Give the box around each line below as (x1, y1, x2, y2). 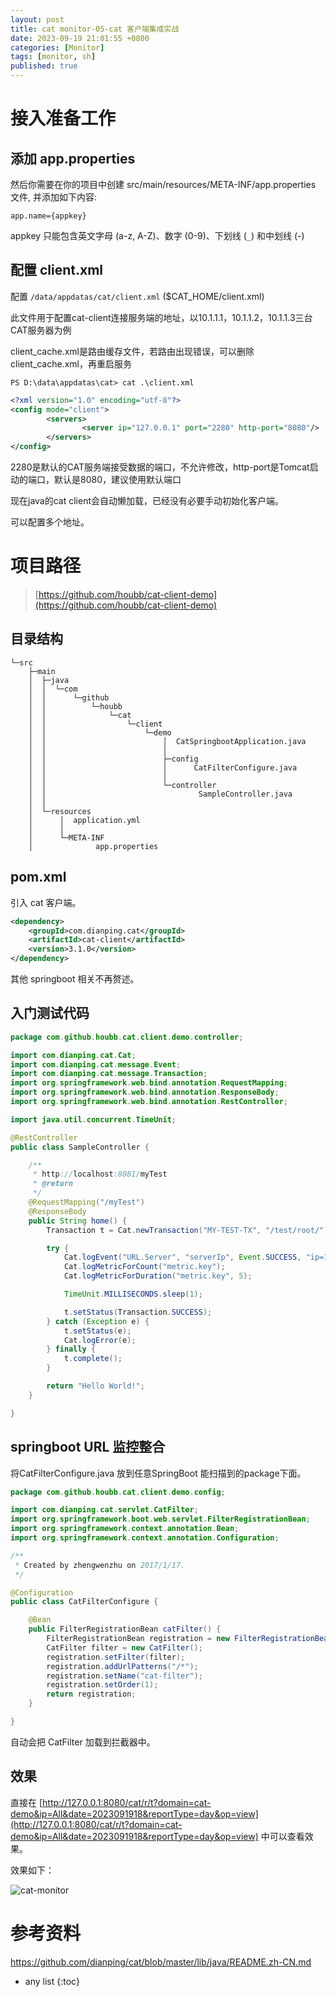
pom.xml (10, 869, 67, 886)
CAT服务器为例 (10, 324, 72, 336)
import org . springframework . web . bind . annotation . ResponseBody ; (10, 1087, 280, 1098)
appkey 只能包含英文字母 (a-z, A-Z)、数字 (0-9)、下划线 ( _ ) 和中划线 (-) (10, 230, 305, 241)
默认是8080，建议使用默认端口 (53, 474, 182, 486)
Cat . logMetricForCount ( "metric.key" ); (63, 1262, 226, 1272)
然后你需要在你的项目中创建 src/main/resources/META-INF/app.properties (10, 179, 317, 190)
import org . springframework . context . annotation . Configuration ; (10, 1533, 280, 1543)
